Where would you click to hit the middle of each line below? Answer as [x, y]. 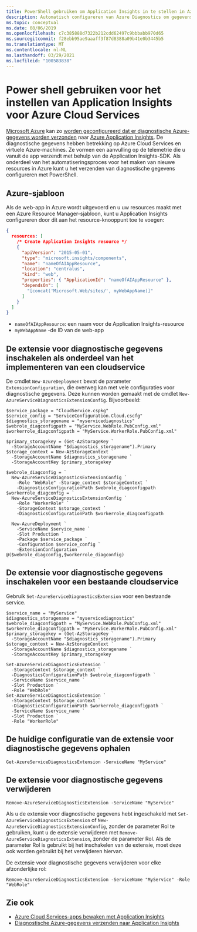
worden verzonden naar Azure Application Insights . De [97, 137]
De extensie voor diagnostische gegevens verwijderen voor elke [84, 863]
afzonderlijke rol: [26, 868]
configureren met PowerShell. [42, 175]
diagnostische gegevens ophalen [68, 748]
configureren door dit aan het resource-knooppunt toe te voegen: [85, 220]
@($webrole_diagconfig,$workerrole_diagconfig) [65, 555]
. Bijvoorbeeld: [123, 400]
